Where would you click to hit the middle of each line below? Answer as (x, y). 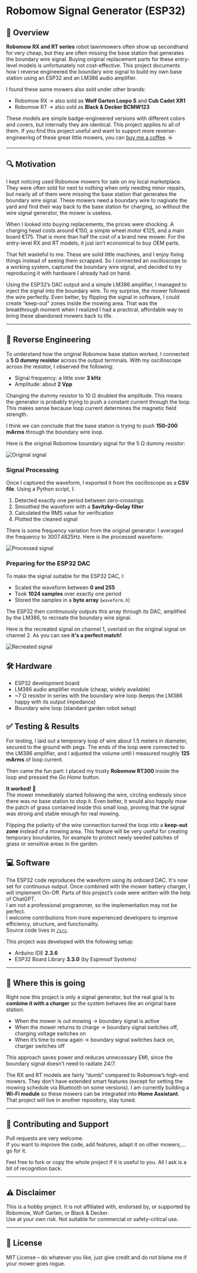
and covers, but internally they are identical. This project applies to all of (93, 124)
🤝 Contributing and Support (57, 1124)
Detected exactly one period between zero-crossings (79, 500)
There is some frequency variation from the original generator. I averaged (95, 530)
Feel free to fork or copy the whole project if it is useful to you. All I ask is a (96, 1162)
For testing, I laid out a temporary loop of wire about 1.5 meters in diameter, (97, 741)
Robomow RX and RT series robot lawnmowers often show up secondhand (97, 46)
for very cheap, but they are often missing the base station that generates (95, 53)
